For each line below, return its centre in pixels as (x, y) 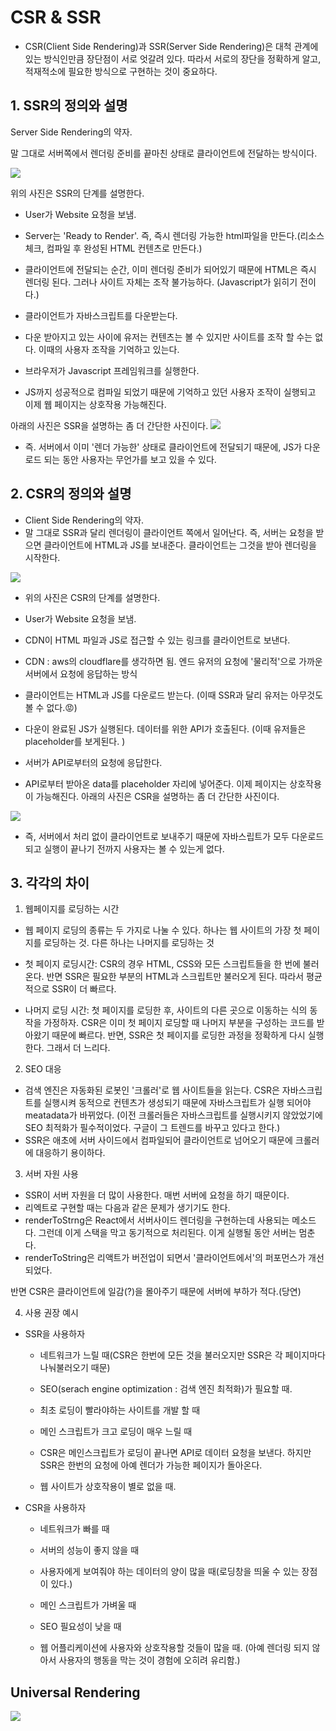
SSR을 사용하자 (55, 1334)
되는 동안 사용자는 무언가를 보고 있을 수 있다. (130, 459)
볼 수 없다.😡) (51, 707)
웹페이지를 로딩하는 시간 (72, 909)
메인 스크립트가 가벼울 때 (88, 1605)
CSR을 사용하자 (55, 1508)
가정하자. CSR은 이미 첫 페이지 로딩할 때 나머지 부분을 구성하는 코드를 (179, 1023)
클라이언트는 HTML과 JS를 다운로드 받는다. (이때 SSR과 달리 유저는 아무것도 (174, 695)
